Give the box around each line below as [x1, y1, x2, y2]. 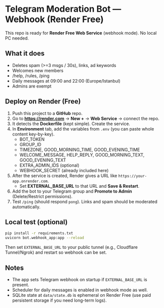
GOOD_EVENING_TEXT [19, 157, 66, 163]
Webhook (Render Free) [5, 14, 104, 25]
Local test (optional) [5, 218, 68, 226]
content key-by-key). [12, 131, 55, 137]
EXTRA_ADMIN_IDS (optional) [19, 162, 80, 168]
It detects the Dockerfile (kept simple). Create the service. [12, 121, 131, 127]
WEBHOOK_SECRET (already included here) [19, 167, 109, 173]
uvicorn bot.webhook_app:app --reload [5, 236, 84, 241]
